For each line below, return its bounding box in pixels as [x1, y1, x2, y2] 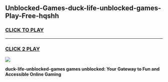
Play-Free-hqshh [5, 12, 59, 20]
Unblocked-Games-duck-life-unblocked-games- [5, 4, 161, 12]
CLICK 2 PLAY [5, 45, 40, 52]
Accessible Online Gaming [5, 71, 61, 77]
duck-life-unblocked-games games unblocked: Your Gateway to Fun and [5, 66, 160, 72]
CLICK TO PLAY [5, 27, 44, 34]
